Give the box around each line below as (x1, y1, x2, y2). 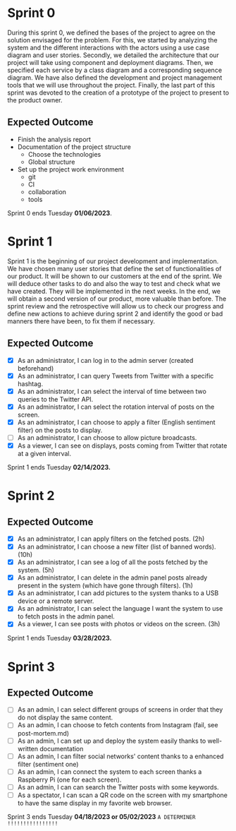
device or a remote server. (17, 597, 94, 605)
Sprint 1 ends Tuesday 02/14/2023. (7, 462, 111, 471)
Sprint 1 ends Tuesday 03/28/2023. (7, 634, 112, 642)
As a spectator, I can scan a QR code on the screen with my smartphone (17, 791, 228, 799)
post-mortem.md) (17, 729, 69, 737)
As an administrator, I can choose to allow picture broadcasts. (17, 433, 197, 442)
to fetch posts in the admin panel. (17, 612, 115, 621)
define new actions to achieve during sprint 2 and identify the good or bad (7, 309, 223, 318)
